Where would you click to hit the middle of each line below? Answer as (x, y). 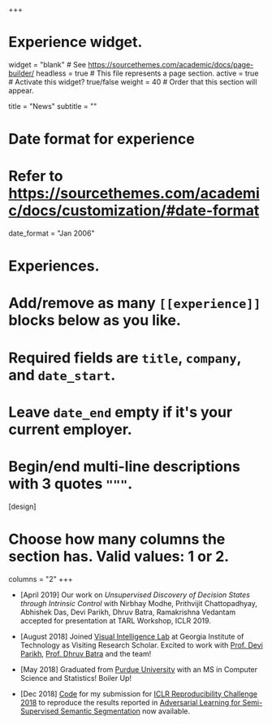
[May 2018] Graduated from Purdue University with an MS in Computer (139, 669)
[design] (22, 506)
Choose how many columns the (117, 539)
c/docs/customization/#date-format (134, 211)
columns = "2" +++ (41, 579)
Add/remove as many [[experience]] (135, 303)
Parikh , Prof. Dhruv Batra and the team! (86, 653)
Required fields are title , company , (125, 358)
